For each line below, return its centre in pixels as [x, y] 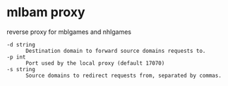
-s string [21, 69]
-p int [16, 57]
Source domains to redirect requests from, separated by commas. [123, 75]
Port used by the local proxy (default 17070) [95, 63]
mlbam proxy [46, 12]
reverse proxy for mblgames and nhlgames [69, 32]
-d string [21, 44]
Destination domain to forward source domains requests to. [115, 51]
